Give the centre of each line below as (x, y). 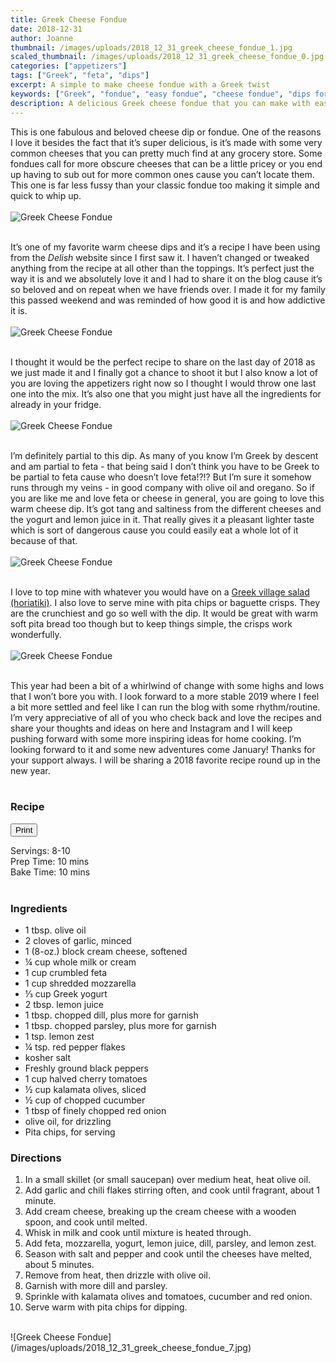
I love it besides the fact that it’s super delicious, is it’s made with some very (166, 142)
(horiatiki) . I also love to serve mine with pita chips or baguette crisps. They (165, 602)
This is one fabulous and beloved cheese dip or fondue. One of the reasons (166, 132)
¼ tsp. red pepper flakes (75, 1047)
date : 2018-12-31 (46, 29)
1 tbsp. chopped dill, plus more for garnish (111, 1015)
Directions (36, 1158)
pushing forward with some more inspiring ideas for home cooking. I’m (156, 738)
